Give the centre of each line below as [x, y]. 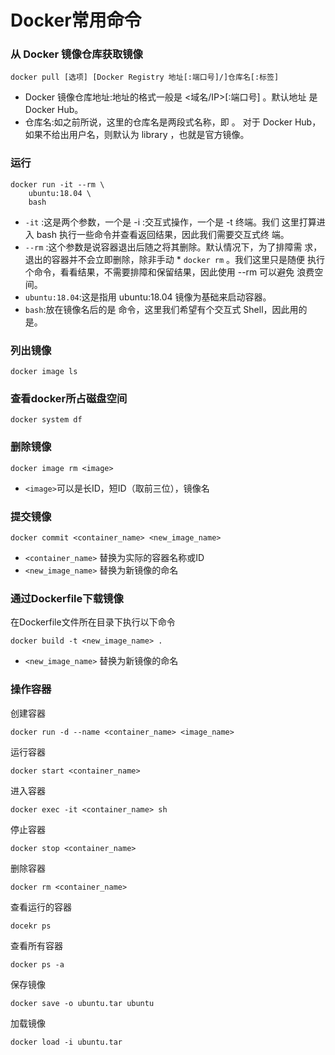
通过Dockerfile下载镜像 [67, 598]
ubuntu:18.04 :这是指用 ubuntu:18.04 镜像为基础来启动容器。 [148, 297]
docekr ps [31, 926]
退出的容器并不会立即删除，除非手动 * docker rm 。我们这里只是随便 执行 [174, 259]
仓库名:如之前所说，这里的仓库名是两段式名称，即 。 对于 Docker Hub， [173, 122]
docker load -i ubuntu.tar [66, 1042]
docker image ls [44, 372]
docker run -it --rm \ [57, 184]
